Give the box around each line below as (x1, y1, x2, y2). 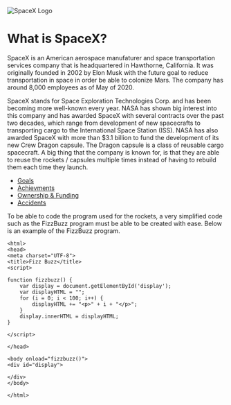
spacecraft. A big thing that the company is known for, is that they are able (7, 148, 220, 156)
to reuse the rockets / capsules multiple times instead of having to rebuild (7, 155, 216, 164)
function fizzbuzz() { (7, 276, 73, 284)
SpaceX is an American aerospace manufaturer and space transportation (7, 53, 216, 62)
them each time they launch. (7, 163, 89, 171)
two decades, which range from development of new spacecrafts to (7, 119, 201, 127)
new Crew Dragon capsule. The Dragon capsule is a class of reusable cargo (7, 141, 224, 149)
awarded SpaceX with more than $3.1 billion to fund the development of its (7, 133, 219, 141)
